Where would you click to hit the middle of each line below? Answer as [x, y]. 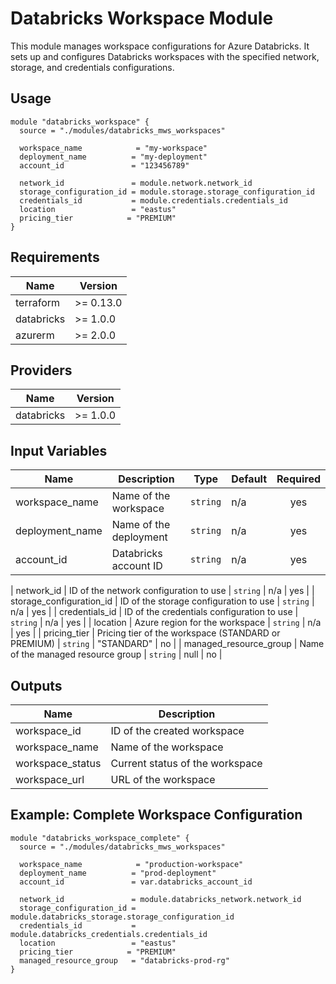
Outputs [36, 685]
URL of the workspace [163, 779]
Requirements [55, 257]
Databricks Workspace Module [142, 18]
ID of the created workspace [177, 730]
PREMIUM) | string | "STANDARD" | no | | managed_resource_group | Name [167, 644]
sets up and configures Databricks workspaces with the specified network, [165, 56]
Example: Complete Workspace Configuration [156, 815]
